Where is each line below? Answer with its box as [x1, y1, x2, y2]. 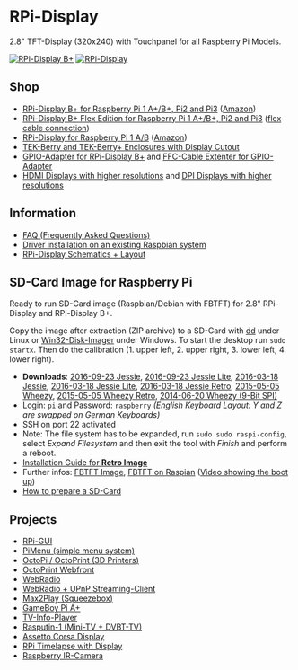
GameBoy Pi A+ [22, 603, 81, 613]
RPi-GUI [22, 536, 53, 547]
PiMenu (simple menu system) [22, 545, 136, 556]
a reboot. [22, 447, 57, 459]
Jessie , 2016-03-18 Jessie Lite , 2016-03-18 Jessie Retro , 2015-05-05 [22, 381, 280, 392]
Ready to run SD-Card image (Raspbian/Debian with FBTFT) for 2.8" [9, 298, 262, 309]
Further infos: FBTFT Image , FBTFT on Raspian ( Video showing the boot [22, 467, 289, 478]
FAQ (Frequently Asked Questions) [22, 229, 151, 240]
